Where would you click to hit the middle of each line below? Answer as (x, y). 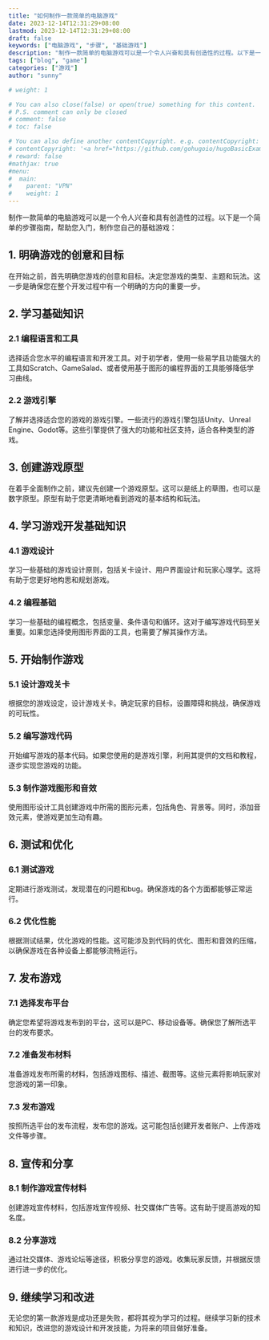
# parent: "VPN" (41, 186)
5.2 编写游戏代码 (40, 736)
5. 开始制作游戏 (46, 659)
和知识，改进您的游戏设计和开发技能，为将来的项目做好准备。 (110, 1328)
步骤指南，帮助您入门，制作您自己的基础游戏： (99, 227)
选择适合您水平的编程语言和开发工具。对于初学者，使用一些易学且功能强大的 (134, 357)
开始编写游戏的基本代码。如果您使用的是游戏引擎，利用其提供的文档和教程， (134, 755)
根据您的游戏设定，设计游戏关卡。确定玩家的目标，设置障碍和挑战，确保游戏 (134, 703)
